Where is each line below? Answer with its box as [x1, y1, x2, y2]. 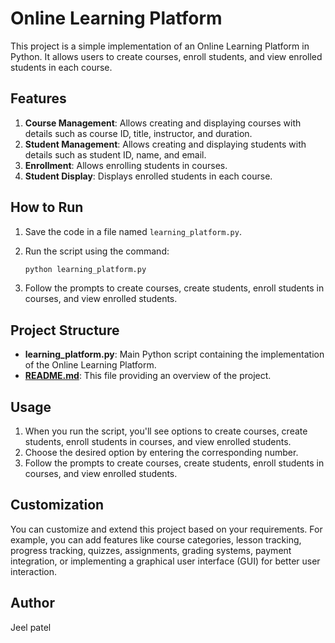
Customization [10, 497, 105, 514]
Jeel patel [10, 621, 52, 633]
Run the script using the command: [24, 245, 170, 257]
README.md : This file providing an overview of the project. [24, 370, 272, 382]
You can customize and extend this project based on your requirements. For [10, 523, 323, 535]
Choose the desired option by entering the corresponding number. [24, 447, 299, 459]
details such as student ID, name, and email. [24, 148, 207, 161]
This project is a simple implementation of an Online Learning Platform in [10, 40, 310, 52]
